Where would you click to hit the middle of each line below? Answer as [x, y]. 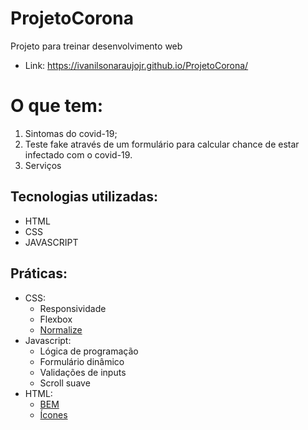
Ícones [53, 414]
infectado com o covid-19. [78, 154]
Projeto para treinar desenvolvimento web [96, 46]
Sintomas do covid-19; [71, 133]
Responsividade [73, 308]
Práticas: [39, 273]
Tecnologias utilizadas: [84, 197]
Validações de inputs [83, 372]
